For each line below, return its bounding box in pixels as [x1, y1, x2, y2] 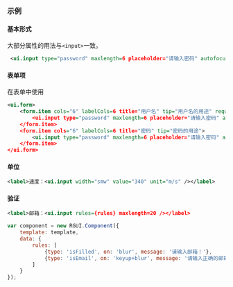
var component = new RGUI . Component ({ [7, 223, 119, 229]
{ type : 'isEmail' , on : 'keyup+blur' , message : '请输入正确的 [44, 254, 218, 261]
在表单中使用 [7, 88, 44, 96]
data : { [19, 236, 42, 243]
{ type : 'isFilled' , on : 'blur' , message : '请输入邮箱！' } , [44, 248, 213, 255]
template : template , [19, 229, 79, 236]
